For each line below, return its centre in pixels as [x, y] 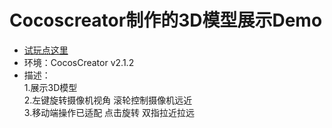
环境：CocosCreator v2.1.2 [79, 62]
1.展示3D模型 [50, 87]
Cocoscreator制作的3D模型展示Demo [166, 20]
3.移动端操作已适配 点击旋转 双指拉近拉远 [109, 112]
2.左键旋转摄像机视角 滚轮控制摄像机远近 [108, 100]
